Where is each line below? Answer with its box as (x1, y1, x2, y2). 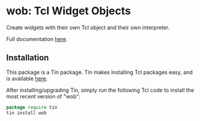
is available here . (6, 75, 48, 82)
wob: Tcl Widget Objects (6, 4, 131, 18)
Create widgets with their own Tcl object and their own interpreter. (6, 24, 169, 31)
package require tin (6, 104, 58, 110)
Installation (6, 52, 49, 63)
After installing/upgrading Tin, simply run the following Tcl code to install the (6, 86, 195, 94)
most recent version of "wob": (6, 92, 81, 100)
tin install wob (6, 110, 47, 116)
